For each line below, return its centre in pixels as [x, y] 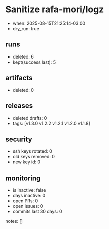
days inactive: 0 [29, 195]
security [19, 139]
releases [19, 106]
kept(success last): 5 [34, 62]
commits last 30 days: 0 [37, 211]
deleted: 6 [23, 56]
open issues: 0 [28, 206]
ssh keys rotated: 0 [32, 151]
